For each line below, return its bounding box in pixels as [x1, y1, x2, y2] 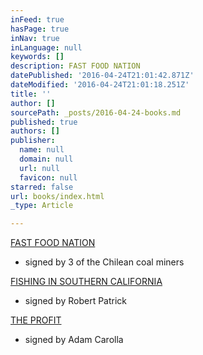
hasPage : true [10, 24, 70, 34]
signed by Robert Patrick [24, 295, 128, 307]
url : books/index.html [10, 191, 105, 201]
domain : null [19, 154, 74, 164]
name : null [19, 145, 65, 155]
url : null [19, 163, 60, 173]
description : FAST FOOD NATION [10, 61, 141, 71]
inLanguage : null [10, 42, 83, 53]
